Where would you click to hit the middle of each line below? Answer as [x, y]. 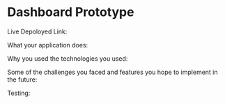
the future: [22, 79]
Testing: [19, 93]
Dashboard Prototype [71, 12]
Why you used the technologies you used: [68, 58]
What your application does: [48, 45]
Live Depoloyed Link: [37, 31]
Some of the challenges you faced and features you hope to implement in [113, 72]
